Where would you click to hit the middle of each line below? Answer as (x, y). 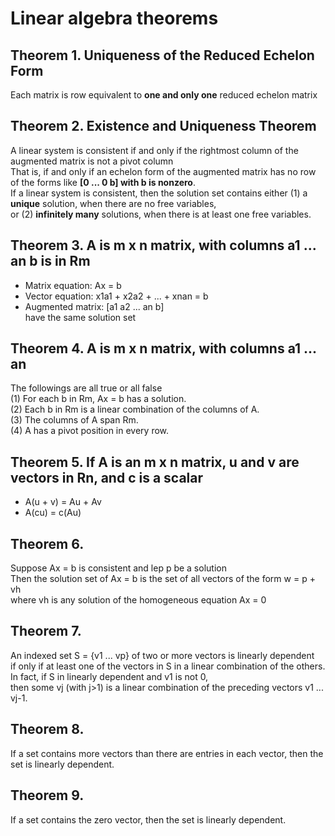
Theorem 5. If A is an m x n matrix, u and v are (155, 462)
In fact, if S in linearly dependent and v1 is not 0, (109, 676)
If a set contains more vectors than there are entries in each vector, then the (167, 753)
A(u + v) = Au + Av (63, 502)
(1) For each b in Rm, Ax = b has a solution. (98, 399)
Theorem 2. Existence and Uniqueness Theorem (163, 126)
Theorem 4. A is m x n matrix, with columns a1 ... (163, 348)
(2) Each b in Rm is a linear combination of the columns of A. (135, 409)
